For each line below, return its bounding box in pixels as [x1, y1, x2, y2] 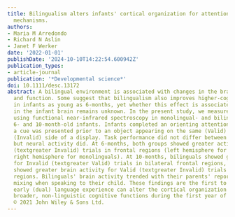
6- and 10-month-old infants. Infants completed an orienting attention [13, 120, 230, 128]
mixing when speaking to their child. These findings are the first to [13, 179, 227, 186]
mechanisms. [13, 17, 49, 24]
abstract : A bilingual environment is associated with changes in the [7, 88, 218, 95]
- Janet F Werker [7, 43, 58, 50]
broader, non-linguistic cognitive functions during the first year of [13, 192, 227, 199]
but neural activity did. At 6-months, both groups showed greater [13, 141, 215, 148]
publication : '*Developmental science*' [7, 75, 127, 83]
